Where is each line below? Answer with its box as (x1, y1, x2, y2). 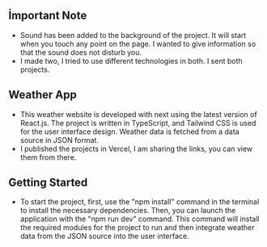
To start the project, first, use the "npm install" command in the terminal (19, 197, 260, 207)
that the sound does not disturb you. (19, 47, 142, 57)
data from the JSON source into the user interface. (19, 232, 190, 241)
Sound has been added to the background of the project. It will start (19, 30, 247, 40)
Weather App (8, 88, 77, 102)
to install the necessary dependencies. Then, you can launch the (19, 206, 236, 216)
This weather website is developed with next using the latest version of (19, 109, 257, 119)
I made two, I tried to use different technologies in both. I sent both (19, 56, 243, 65)
